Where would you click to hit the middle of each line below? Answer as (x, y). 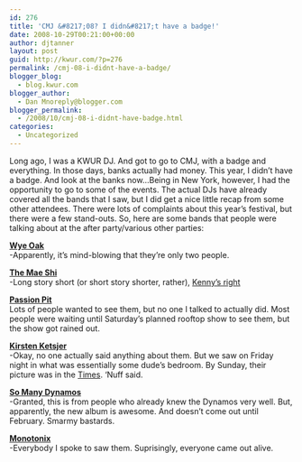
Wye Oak (27, 245)
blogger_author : (40, 93)
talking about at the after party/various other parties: (107, 227)
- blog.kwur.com (48, 85)
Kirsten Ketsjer (38, 346)
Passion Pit (31, 300)
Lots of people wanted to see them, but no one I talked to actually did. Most (150, 309)
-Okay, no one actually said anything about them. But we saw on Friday (142, 355)
